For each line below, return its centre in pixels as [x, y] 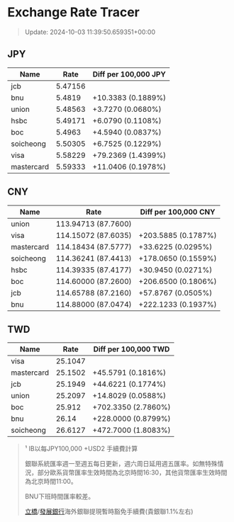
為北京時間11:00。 [51, 482]
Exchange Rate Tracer [74, 12]
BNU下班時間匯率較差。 [59, 497]
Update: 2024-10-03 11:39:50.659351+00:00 [90, 32]
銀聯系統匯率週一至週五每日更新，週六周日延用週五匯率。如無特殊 [121, 464]
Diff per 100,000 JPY [129, 74]
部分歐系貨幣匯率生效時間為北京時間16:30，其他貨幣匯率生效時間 [132, 472]
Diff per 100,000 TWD [132, 349]
